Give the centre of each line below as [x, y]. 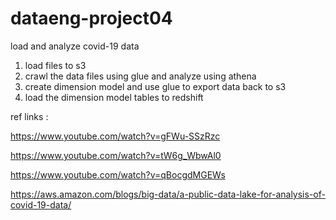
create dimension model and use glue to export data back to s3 [155, 86]
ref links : [29, 116]
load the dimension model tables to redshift [114, 97]
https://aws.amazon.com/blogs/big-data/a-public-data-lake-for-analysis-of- [168, 194]
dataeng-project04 [91, 18]
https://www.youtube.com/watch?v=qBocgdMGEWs [118, 174]
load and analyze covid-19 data [75, 46]
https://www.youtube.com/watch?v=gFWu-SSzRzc [115, 136]
